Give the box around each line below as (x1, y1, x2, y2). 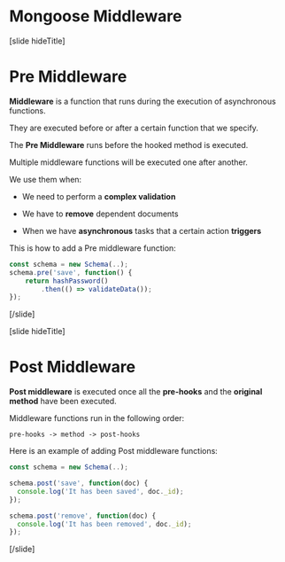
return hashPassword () (25, 277, 109, 285)
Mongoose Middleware (9, 6, 182, 27)
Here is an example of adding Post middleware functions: (9, 446, 219, 457)
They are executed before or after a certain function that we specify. (9, 122, 259, 133)
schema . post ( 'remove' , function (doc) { (9, 511, 157, 520)
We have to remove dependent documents (21, 208, 179, 219)
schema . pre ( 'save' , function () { (9, 268, 133, 277)
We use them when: (9, 174, 82, 184)
